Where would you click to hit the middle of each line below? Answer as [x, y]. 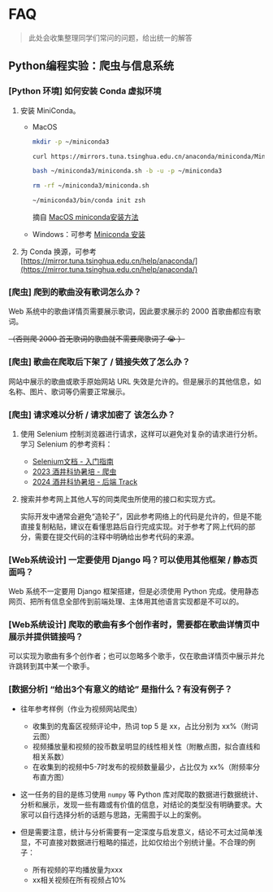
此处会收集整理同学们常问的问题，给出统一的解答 [110, 37]
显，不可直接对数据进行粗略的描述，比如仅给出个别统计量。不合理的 [134, 842]
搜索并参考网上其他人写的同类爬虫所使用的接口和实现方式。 [120, 499]
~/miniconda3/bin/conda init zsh [89, 200]
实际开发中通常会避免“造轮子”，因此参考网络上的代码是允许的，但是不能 [141, 516]
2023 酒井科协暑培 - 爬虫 [74, 471]
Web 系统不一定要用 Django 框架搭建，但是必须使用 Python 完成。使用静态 [134, 591]
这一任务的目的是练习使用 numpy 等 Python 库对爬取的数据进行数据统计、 [141, 794]
